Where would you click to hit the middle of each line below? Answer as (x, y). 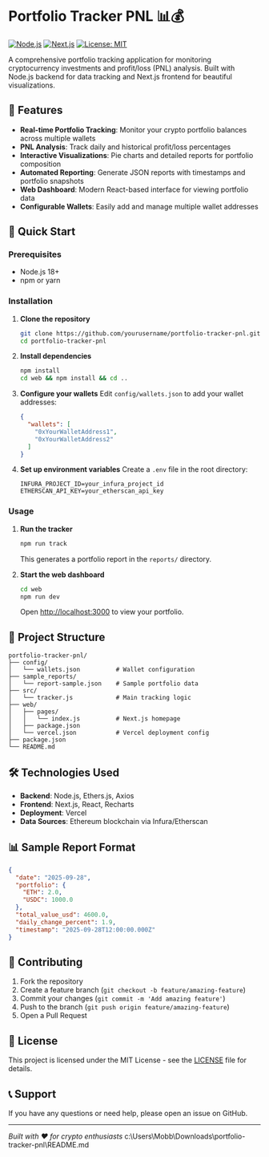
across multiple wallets (58, 138)
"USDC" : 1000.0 (48, 900)
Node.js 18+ (40, 272)
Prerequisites (35, 254)
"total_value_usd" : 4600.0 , (62, 915)
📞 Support (32, 1094)
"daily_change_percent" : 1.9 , (66, 922)
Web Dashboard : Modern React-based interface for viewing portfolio (134, 189)
